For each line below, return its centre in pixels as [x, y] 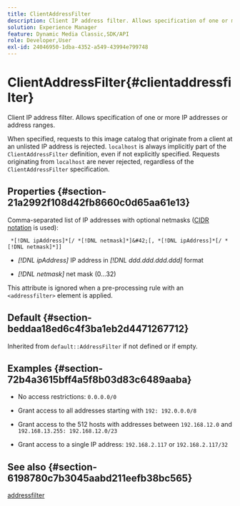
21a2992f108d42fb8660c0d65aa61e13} [99, 203]
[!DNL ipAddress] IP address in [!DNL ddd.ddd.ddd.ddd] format [110, 260]
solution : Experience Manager [52, 27]
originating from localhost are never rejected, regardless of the [101, 161]
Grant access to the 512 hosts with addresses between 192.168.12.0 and [125, 425]
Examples [30, 368]
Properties [31, 192]
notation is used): [33, 227]
